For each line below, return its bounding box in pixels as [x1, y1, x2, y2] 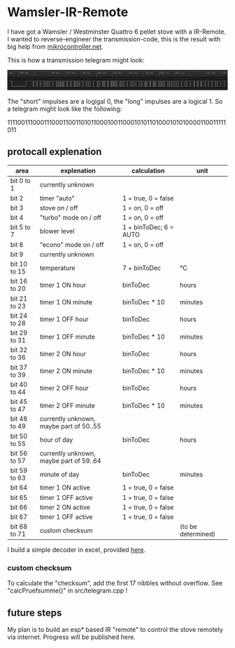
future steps [7, 607, 62, 619]
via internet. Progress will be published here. [7, 633, 136, 642]
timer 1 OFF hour [39, 315, 89, 323]
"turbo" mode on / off [39, 213, 101, 222]
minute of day [39, 470, 80, 478]
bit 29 [10, 329, 28, 337]
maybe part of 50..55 [39, 422, 101, 431]
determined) [179, 530, 215, 539]
